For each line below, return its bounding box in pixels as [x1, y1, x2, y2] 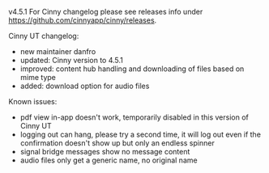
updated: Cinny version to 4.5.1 [19, 56, 124, 65]
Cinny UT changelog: [8, 32, 79, 40]
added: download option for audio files [19, 81, 150, 91]
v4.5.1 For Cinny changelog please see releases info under [8, 7, 203, 16]
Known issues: [8, 97, 58, 106]
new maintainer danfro [19, 47, 96, 56]
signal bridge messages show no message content [19, 147, 190, 156]
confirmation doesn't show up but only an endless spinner [19, 138, 215, 148]
